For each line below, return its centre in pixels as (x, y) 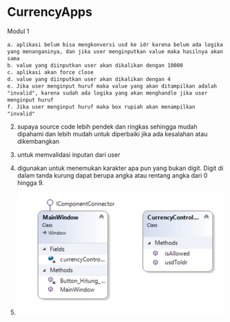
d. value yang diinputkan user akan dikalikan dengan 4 (89, 79)
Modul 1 (18, 31)
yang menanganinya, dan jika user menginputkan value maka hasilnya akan (115, 51)
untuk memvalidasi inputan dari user (69, 154)
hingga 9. (31, 182)
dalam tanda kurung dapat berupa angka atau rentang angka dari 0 (112, 175)
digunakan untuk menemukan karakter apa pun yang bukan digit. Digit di (120, 168)
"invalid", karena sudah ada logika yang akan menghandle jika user (107, 93)
